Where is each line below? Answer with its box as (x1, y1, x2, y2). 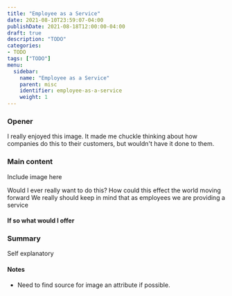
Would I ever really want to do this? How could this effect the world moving (7, 186, 222, 194)
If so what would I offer (7, 216, 75, 225)
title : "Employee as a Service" (7, 10, 100, 17)
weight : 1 (19, 94, 48, 101)
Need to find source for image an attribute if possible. (17, 281, 171, 289)
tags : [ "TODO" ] (7, 55, 51, 62)
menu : (7, 62, 23, 68)
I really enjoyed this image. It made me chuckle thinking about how (7, 132, 197, 140)
